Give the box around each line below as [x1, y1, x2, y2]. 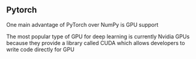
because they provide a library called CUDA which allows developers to [6, 39, 185, 46]
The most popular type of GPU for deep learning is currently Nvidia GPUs [6, 33, 190, 40]
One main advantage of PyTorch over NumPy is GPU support [6, 21, 159, 28]
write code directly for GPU [6, 46, 75, 53]
